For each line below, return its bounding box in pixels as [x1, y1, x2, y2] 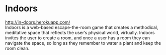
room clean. [5, 45, 30, 51]
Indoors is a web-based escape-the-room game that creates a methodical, [5, 24, 158, 30]
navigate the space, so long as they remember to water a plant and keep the [5, 40, 162, 46]
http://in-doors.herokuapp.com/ [5, 19, 71, 25]
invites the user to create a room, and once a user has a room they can [5, 35, 150, 41]
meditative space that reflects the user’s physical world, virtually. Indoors [5, 29, 155, 35]
